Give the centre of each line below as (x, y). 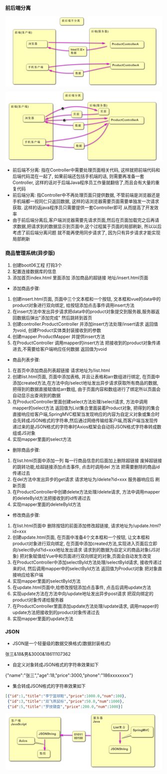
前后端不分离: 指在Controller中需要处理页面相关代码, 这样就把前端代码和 (86, 170)
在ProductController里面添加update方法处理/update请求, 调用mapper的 (85, 606)
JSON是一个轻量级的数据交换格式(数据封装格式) (62, 643)
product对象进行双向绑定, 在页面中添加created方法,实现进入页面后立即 (85, 543)
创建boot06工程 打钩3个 (37, 265)
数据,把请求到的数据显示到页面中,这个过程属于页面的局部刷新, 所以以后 (89, 226)
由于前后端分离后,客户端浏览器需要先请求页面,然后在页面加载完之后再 (83, 220)
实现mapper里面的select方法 (42, 439)
